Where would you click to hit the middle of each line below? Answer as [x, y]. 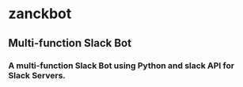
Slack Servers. [37, 75]
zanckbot [40, 14]
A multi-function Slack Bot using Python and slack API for [121, 66]
